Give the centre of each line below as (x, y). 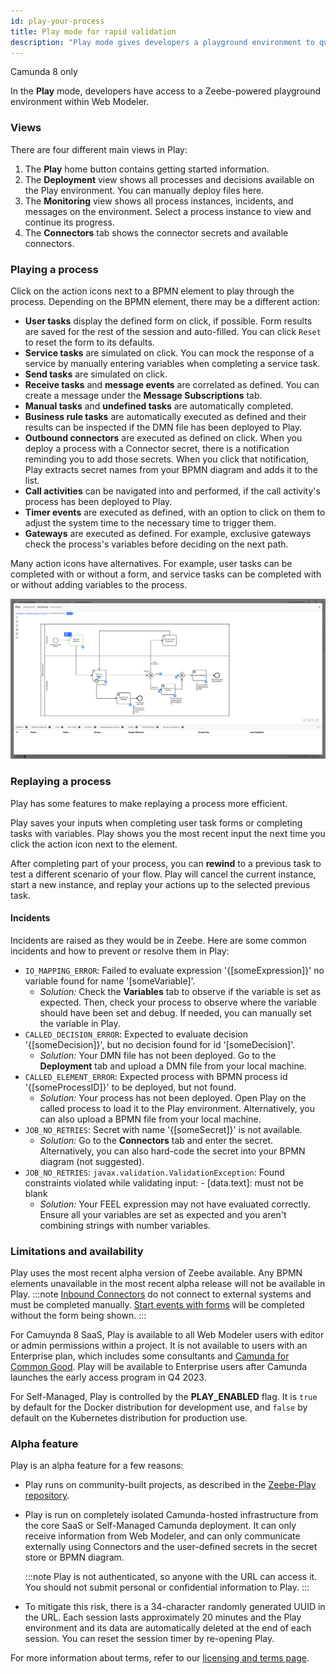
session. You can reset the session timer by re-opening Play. (149, 1639)
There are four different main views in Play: (99, 149)
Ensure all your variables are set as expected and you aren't (163, 1214)
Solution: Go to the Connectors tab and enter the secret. (156, 1140)
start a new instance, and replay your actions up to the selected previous (160, 884)
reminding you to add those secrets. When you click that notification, (167, 459)
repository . (47, 1496)
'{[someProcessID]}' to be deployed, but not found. (130, 1087)
